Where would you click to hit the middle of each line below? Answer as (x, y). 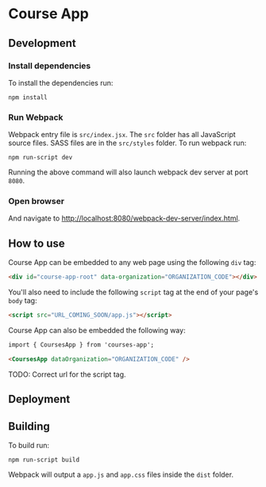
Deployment (39, 399)
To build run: (29, 445)
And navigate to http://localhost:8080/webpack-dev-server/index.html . (124, 218)
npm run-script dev (40, 158)
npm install (28, 97)
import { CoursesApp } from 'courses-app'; (81, 345)
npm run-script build (44, 460)
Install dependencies (50, 66)
